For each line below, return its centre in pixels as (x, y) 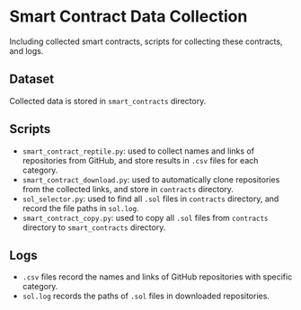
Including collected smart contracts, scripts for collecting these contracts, (146, 41)
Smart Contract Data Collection (128, 17)
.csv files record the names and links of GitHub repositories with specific (157, 277)
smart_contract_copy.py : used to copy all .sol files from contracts (145, 217)
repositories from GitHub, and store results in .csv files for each (140, 160)
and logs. (27, 50)
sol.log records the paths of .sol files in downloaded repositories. (146, 296)
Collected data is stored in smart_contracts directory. (108, 101)
